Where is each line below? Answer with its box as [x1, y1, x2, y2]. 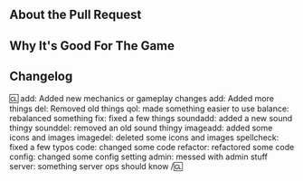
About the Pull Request [9, 7, 142, 23]
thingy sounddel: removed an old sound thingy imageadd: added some [9, 122, 273, 133]
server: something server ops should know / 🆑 [9, 160, 183, 171]
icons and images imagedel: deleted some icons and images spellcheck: [9, 131, 279, 143]
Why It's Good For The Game [9, 38, 175, 53]
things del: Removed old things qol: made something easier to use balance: [9, 103, 289, 114]
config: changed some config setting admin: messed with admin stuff [9, 151, 269, 162]
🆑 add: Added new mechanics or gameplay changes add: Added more [9, 92, 274, 103]
